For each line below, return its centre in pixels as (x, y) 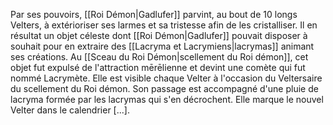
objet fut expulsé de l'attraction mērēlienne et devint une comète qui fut (158, 67)
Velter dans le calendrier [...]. (70, 110)
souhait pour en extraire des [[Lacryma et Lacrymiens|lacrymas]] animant (162, 46)
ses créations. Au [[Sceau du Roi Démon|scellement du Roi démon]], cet (159, 57)
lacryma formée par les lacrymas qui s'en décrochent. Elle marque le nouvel (167, 99)
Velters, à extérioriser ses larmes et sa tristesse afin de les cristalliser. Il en (164, 25)
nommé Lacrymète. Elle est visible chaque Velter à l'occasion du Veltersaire (166, 78)
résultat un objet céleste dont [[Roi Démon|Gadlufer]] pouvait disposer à (159, 35)
